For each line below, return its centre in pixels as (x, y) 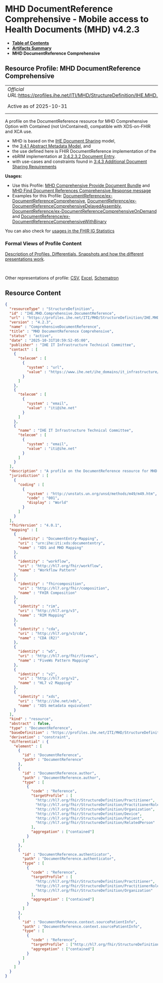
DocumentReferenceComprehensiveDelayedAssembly (66, 206)
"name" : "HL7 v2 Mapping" (45, 683)
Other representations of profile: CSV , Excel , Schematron (62, 278)
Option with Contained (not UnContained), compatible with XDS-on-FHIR (78, 126)
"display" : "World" (47, 503)
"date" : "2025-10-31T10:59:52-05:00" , (50, 340)
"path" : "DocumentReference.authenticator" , (69, 859)
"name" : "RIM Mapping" (42, 615)
